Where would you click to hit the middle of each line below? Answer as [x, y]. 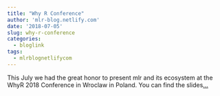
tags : [15, 52]
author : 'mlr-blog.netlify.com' [53, 20]
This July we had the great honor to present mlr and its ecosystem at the [110, 77]
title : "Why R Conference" [46, 13]
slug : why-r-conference [41, 33]
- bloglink [29, 45]
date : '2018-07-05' [35, 26]
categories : [24, 39]
